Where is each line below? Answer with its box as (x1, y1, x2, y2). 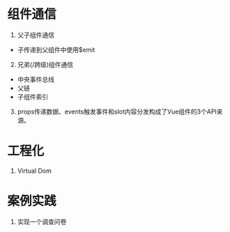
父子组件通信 (17, 31, 54, 39)
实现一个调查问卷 (17, 217, 67, 226)
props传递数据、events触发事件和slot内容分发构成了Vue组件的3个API (17, 107, 217, 116)
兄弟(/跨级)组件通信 (17, 60, 74, 68)
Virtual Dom (17, 167, 52, 175)
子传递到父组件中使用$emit (17, 45, 95, 54)
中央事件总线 (17, 75, 54, 84)
